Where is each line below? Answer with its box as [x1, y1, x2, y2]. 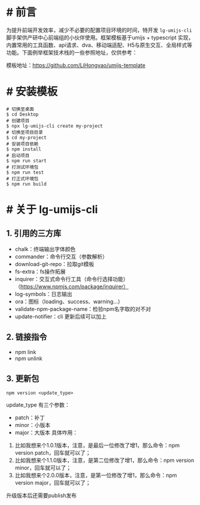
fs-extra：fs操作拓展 [14, 268, 66, 275]
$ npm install [6, 146, 42, 152]
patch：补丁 [14, 414, 46, 421]
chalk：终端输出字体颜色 [14, 245, 76, 252]
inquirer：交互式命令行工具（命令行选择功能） [14, 275, 129, 282]
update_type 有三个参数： [6, 401, 70, 408]
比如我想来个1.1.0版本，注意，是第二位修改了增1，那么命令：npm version [14, 456, 195, 464]
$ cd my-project [6, 134, 47, 141]
